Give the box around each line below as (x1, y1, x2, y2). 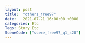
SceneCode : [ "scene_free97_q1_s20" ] (5, 30, 81, 35)
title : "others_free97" (5, 12, 56, 17)
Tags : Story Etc (5, 26, 39, 31)
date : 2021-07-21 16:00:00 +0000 (5, 16, 79, 21)
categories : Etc (5, 21, 39, 26)
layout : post (5, 7, 32, 12)
